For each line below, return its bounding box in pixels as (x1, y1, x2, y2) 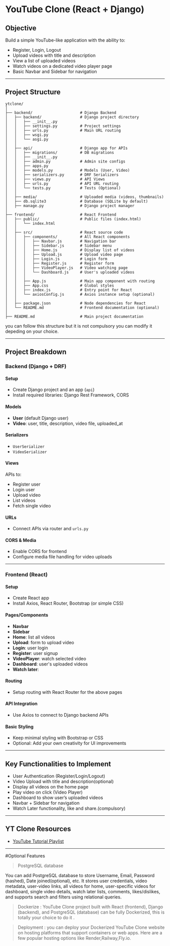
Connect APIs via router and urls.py (12, 526, 89, 532)
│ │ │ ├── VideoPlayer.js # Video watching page (5, 265, 128, 270)
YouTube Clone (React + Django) (5, 4, 145, 15)
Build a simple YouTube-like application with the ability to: (5, 37, 125, 43)
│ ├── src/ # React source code (5, 229, 123, 235)
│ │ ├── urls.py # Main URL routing (5, 128, 121, 133)
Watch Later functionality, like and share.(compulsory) (12, 805, 125, 811)
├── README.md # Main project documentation (5, 314, 144, 319)
